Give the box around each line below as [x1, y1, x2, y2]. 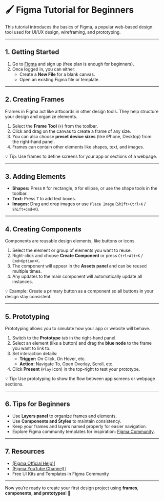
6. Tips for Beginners [5, 400, 70, 408]
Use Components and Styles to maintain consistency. [12, 418, 122, 424]
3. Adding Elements [5, 172, 66, 181]
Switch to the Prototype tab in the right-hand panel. [12, 335, 117, 341]
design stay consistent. [5, 294, 52, 300]
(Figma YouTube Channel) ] [12, 465, 66, 471]
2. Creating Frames [5, 95, 64, 104]
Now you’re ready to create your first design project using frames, [5, 485, 139, 491]
